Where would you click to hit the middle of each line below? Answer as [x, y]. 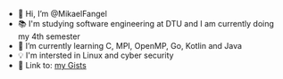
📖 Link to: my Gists [52, 65]
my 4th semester [49, 36]
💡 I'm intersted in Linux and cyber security [96, 55]
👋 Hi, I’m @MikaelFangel [62, 14]
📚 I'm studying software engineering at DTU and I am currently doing [146, 24]
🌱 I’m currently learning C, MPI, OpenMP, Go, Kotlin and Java [130, 46]
